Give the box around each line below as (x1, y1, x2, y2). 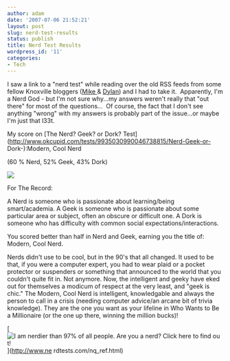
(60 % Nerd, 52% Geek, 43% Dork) (7, 157, 108, 165)
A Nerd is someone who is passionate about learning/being (7, 197, 175, 205)
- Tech (7, 61, 26, 68)
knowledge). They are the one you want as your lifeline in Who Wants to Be (7, 303, 220, 312)
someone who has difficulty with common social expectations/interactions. (7, 219, 220, 227)
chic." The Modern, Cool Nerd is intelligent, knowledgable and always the (7, 289, 215, 297)
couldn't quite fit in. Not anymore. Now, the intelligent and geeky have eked (7, 275, 220, 283)
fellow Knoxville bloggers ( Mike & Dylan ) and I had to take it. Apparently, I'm (7, 87, 223, 95)
